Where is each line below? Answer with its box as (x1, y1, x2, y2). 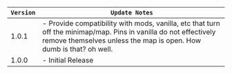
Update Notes (110, 9, 153, 16)
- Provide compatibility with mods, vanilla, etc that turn (42, 18, 221, 28)
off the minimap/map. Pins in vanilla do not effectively (42, 27, 216, 36)
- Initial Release (42, 56, 94, 64)
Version (10, 9, 36, 16)
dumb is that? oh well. (42, 45, 113, 53)
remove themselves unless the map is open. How (42, 36, 202, 45)
